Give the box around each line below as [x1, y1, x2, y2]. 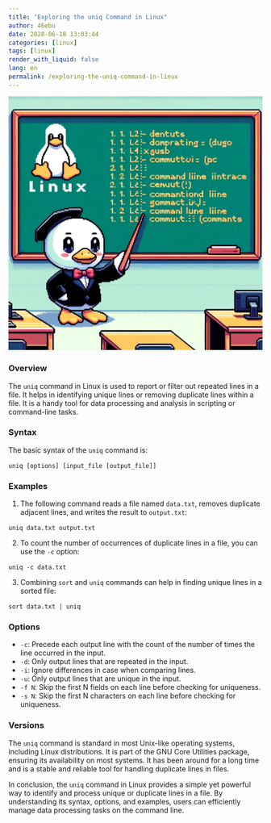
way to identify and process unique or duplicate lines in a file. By [8, 787, 223, 798]
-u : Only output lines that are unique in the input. [19, 674, 181, 683]
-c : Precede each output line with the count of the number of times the [19, 640, 256, 650]
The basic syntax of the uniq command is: [8, 445, 148, 455]
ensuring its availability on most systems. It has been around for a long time [8, 755, 260, 765]
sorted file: [19, 586, 56, 596]
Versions [8, 720, 44, 731]
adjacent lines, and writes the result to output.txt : [19, 508, 188, 517]
